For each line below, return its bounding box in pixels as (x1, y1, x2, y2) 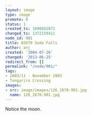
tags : (5, 69, 17, 74)
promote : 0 (5, 17, 28, 22)
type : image (5, 12, 30, 17)
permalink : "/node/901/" (5, 64, 58, 69)
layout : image (5, 7, 35, 13)
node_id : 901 (5, 36, 33, 41)
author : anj (5, 45, 30, 50)
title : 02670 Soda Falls (5, 41, 58, 46)
